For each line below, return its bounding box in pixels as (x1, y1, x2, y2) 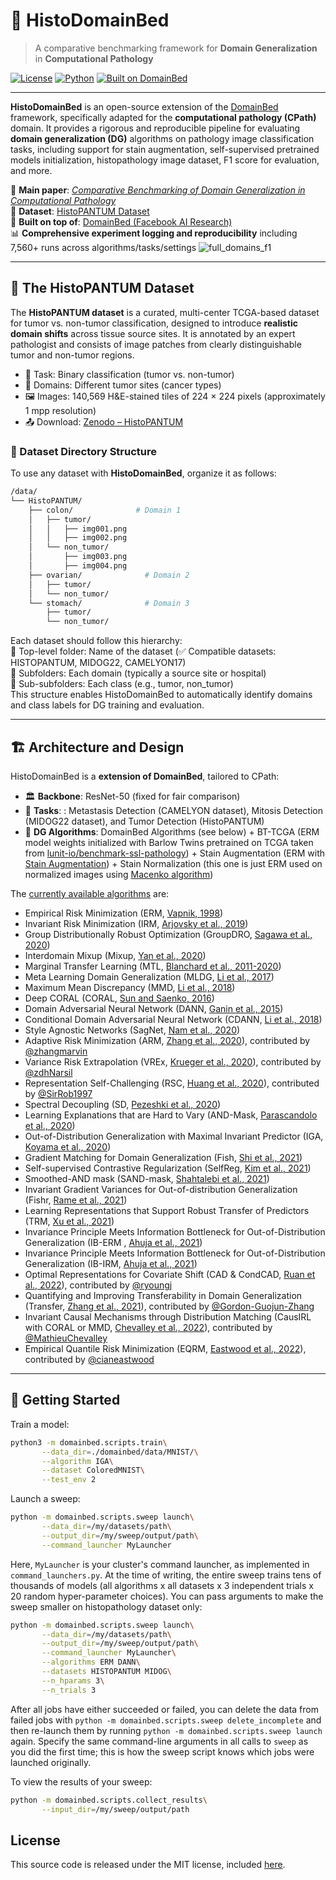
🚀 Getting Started (10, 1392, 121, 1409)
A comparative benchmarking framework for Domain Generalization (34, 42, 318, 54)
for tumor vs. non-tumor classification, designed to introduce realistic (10, 317, 299, 329)
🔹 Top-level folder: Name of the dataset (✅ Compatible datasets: (10, 645, 277, 658)
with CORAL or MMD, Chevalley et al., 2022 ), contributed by (24, 1321, 273, 1333)
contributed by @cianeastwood (24, 1353, 155, 1365)
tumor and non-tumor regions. (10, 349, 135, 361)
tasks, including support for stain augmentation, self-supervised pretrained (10, 143, 320, 155)
